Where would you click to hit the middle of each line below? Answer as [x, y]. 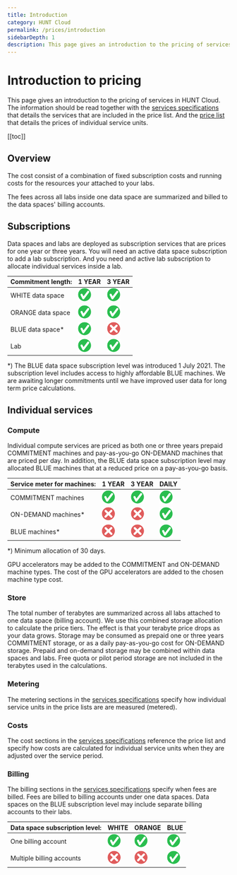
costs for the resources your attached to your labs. [81, 183]
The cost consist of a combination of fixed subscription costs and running [115, 175]
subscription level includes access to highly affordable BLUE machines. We [116, 373]
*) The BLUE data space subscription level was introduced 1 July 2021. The [116, 365]
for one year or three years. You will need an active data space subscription [117, 251]
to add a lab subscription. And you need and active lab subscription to [109, 259]
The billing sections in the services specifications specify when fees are [112, 789]
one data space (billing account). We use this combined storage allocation [115, 621]
